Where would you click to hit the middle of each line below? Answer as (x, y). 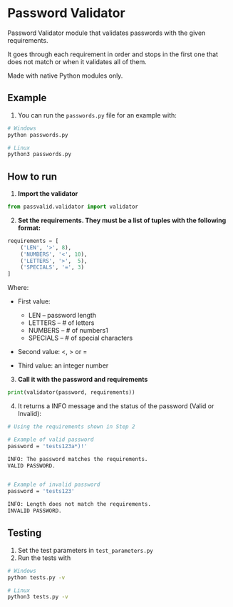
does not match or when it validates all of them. (77, 61)
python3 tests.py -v (38, 597)
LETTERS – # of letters (61, 323)
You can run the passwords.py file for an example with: (97, 115)
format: (29, 228)
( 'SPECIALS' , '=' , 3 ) (52, 268)
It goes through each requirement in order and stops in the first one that (113, 54)
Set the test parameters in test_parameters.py (85, 550)
